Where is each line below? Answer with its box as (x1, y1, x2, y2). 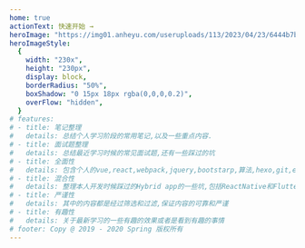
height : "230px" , (25, 64, 92, 74)
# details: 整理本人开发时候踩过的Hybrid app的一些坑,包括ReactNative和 (9, 183, 274, 192)
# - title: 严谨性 (9, 191, 75, 200)
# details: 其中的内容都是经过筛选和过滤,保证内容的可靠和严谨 (9, 199, 229, 209)
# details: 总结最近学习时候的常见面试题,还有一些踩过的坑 (9, 148, 215, 157)
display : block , (25, 73, 88, 82)
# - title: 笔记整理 (9, 124, 82, 133)
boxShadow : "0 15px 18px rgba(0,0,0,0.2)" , (25, 89, 193, 98)
